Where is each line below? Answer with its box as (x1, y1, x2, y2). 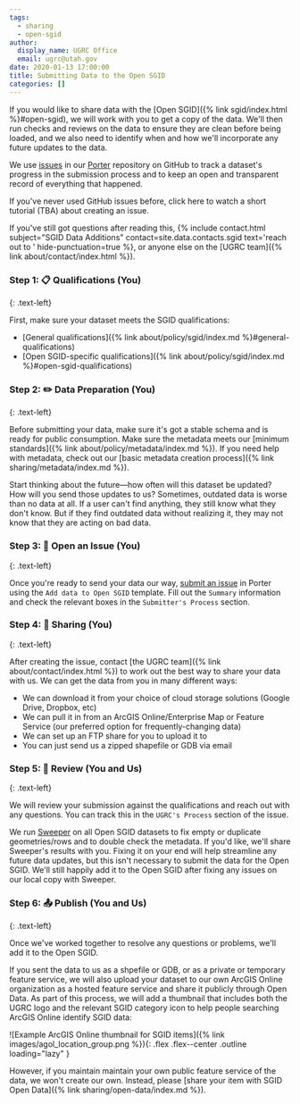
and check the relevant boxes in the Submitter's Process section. (9, 596, 250, 607)
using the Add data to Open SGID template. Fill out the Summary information (9, 587, 281, 598)
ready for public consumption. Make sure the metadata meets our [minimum (9, 434, 289, 445)
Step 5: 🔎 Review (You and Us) (9, 762, 143, 774)
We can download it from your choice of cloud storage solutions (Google (21, 692, 290, 703)
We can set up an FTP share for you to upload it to (21, 730, 208, 741)
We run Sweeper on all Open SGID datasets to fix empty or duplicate (9, 827, 262, 838)
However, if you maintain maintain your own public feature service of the (9, 1066, 277, 1076)
